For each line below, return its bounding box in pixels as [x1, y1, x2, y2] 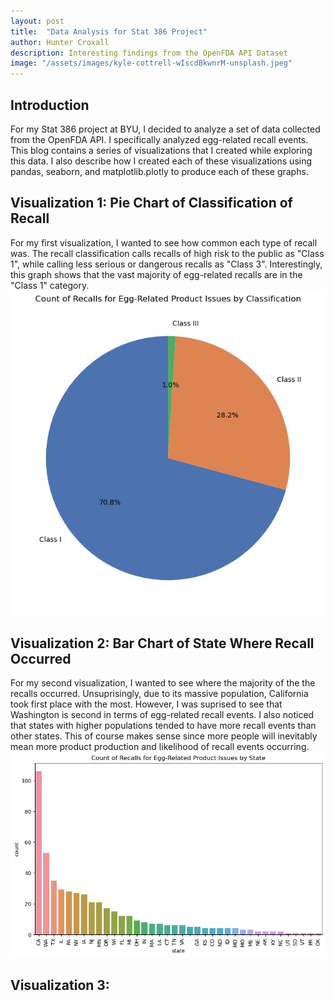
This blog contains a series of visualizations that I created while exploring [10, 144, 313, 156]
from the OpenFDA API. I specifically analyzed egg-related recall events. [10, 133, 309, 145]
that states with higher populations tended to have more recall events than [10, 720, 317, 732]
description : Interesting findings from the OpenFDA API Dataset [10, 48, 288, 58]
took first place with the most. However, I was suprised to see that [10, 698, 283, 710]
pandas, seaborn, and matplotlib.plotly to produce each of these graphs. [10, 165, 309, 177]
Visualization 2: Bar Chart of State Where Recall [10, 635, 315, 652]
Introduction [10, 96, 90, 114]
